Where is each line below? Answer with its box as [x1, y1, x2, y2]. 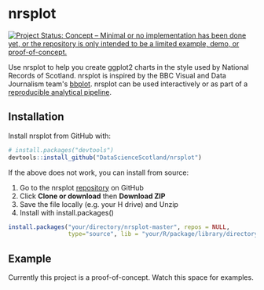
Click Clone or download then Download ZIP [19, 191, 166, 201]
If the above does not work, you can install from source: [8, 168, 189, 177]
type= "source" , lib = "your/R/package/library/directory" [68, 230, 262, 238]
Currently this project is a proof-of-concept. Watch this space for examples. [8, 273, 254, 282]
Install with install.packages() [19, 208, 114, 217]
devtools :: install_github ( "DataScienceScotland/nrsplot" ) [8, 154, 202, 161]
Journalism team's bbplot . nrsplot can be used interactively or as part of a [8, 79, 248, 89]
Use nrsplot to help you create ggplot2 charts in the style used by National [8, 62, 249, 71]
